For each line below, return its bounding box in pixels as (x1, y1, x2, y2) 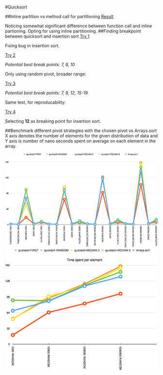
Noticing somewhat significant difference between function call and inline (5, 23, 152, 29)
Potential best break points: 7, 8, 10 (5, 62, 75, 67)
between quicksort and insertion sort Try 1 (5, 34, 90, 39)
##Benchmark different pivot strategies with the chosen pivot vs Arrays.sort (5, 128, 157, 133)
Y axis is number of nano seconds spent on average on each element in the (5, 138, 156, 144)
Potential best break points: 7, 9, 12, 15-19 (5, 90, 88, 95)
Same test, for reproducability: (5, 99, 66, 105)
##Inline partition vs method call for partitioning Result (5, 14, 114, 19)
